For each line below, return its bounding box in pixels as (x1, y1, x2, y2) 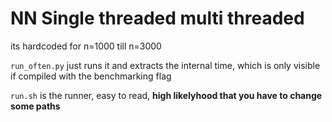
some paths (10, 100, 61, 112)
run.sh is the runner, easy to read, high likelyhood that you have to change (10, 89, 323, 101)
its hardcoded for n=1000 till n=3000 (10, 40, 162, 52)
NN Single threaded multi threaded (10, 7, 305, 30)
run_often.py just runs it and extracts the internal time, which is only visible (10, 59, 321, 71)
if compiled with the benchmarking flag (10, 70, 172, 82)
